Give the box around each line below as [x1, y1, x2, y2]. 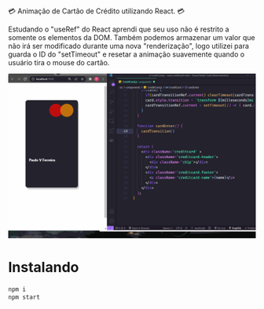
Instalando [8, 259, 79, 277]
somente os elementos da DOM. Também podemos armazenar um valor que [8, 33, 255, 42]
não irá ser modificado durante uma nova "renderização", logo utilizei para [8, 42, 250, 50]
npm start [8, 293, 41, 301]
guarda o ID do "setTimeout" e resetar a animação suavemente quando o [8, 50, 245, 59]
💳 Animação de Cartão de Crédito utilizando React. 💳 [8, 6, 185, 16]
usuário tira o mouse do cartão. [8, 58, 110, 67]
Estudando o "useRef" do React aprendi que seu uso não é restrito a [8, 24, 229, 34]
